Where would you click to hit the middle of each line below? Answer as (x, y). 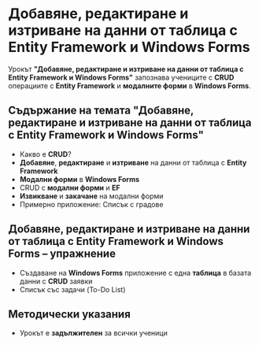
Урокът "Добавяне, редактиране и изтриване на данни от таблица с (126, 69)
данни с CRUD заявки (56, 281)
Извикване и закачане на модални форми (91, 196)
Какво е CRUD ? (46, 154)
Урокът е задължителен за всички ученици (93, 333)
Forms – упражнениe (62, 254)
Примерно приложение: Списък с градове (91, 204)
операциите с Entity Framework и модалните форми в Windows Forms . (129, 85)
